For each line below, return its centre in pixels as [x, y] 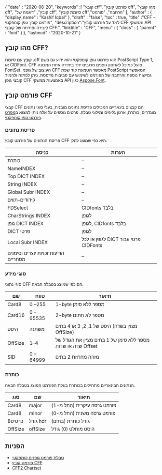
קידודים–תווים [21, 199]
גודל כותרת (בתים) [71, 421]
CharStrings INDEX [29, 215]
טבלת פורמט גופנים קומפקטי [38, 458]
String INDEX [22, 184]
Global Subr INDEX [29, 192]
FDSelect [18, 208]
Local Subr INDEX [28, 242]
